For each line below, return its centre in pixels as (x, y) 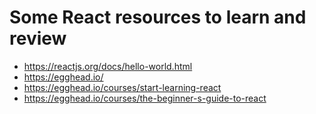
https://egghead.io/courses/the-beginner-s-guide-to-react (145, 98)
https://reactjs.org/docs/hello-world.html (108, 66)
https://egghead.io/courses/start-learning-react (122, 87)
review (38, 38)
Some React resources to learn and (158, 17)
